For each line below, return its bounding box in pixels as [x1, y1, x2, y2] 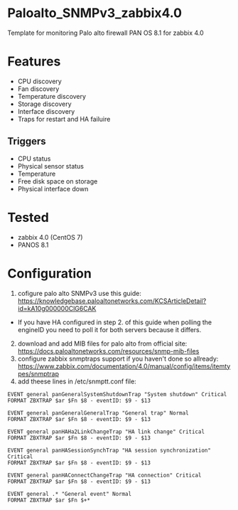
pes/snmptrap [17, 369, 59, 378]
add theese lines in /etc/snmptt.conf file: [17, 377, 136, 386]
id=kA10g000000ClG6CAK [17, 304, 97, 312]
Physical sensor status [17, 161, 84, 170]
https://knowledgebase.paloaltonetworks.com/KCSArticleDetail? [17, 297, 207, 305]
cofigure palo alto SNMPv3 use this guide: [17, 289, 142, 297]
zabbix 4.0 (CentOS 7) [17, 233, 83, 241]
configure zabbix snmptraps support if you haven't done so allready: [17, 354, 219, 363]
